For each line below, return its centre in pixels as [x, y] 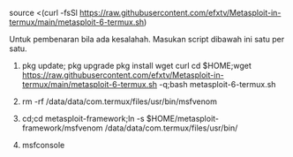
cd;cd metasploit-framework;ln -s [83, 119]
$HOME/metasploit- [182, 119]
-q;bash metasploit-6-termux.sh [217, 84]
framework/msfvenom [62, 128]
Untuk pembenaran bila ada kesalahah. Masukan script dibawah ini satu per [147, 39]
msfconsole [43, 145]
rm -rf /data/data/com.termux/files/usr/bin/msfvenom [120, 101]
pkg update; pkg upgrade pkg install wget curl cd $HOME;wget [136, 66]
